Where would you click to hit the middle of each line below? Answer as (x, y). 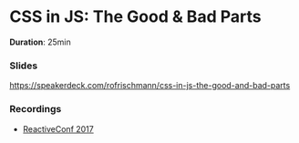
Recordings (36, 109)
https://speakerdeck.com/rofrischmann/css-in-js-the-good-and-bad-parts (150, 86)
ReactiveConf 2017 (58, 128)
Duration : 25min (40, 42)
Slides (24, 66)
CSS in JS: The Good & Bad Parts (135, 17)
